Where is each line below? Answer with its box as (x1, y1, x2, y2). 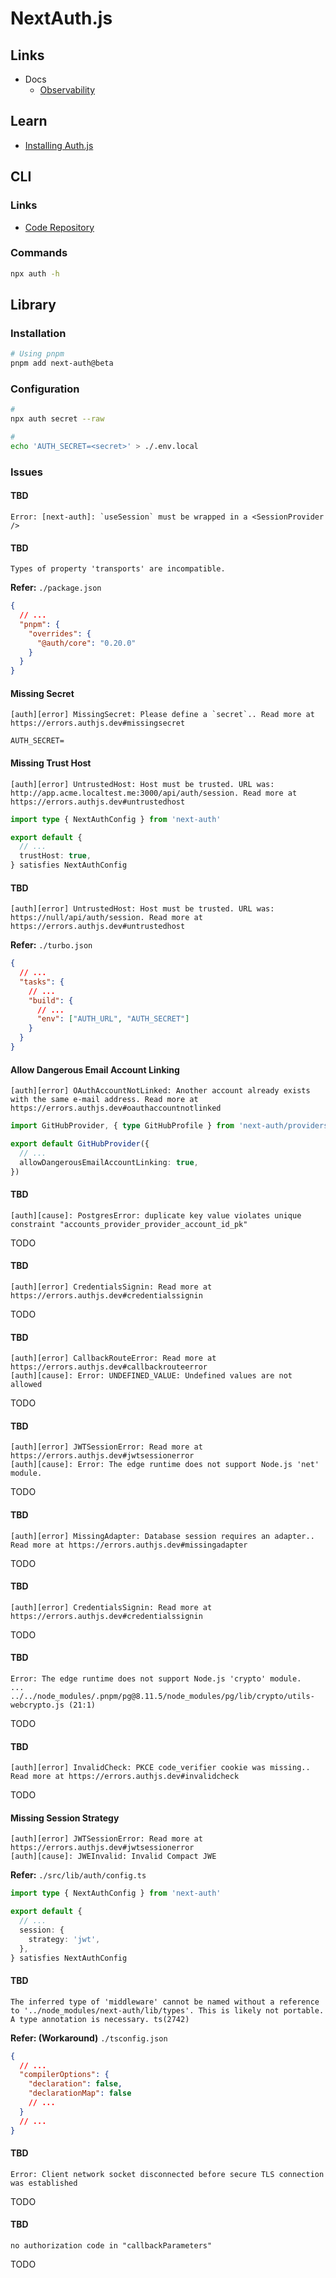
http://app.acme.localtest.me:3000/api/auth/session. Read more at (10, 788, 298, 798)
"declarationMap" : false (28, 2088, 132, 2099)
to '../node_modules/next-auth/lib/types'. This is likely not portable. (10, 2005, 325, 2016)
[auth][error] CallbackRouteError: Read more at (10, 1353, 217, 1364)
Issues (10, 465, 44, 479)
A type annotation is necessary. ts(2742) (10, 2014, 190, 2024)
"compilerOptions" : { (19, 2070, 110, 2080)
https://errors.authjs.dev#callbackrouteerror (10, 1362, 208, 1372)
